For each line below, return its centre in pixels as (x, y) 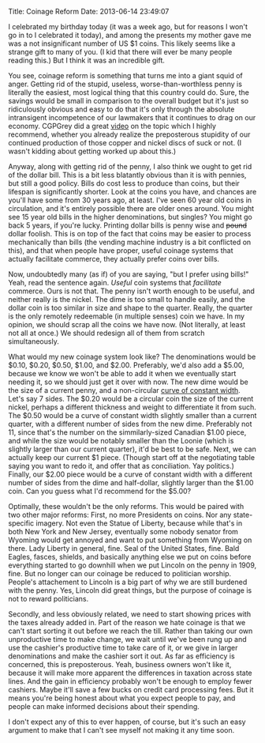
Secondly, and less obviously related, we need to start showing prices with (129, 614)
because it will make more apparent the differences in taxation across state (130, 673)
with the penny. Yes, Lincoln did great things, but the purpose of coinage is (130, 590)
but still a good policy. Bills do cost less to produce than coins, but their (124, 183)
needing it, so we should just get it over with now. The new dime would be (128, 382)
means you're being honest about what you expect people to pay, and (122, 698)
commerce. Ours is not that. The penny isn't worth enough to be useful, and (131, 291)
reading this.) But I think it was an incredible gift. (87, 60)
